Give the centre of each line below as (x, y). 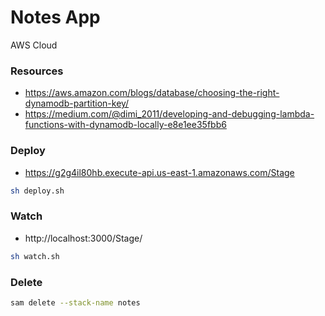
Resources (37, 71)
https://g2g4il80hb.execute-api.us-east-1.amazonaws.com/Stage (159, 172)
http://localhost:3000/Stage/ (83, 238)
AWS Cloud (34, 45)
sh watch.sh (35, 256)
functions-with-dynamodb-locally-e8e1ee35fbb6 (125, 125)
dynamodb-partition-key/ (77, 103)
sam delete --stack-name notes (75, 302)
